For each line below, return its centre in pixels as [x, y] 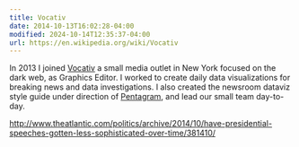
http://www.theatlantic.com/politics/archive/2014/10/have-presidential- [141, 124]
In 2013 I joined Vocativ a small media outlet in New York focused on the [143, 68]
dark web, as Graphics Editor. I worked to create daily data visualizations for [150, 78]
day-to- [270, 97]
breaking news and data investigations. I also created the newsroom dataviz [149, 87]
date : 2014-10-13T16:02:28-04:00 [72, 26]
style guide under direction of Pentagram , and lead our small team [132, 97]
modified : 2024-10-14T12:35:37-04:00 [80, 34]
